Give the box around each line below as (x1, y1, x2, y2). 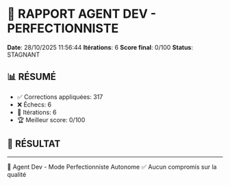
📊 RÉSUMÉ (7, 71, 57, 83)
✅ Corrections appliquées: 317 (16, 92, 103, 101)
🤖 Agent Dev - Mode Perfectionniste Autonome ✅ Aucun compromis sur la (7, 162, 217, 171)
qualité (7, 170, 27, 178)
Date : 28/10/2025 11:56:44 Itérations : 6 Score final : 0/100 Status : (7, 43, 194, 51)
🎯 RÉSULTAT (7, 138, 61, 150)
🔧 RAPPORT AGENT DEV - (7, 6, 157, 22)
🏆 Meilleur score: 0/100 (16, 115, 86, 124)
